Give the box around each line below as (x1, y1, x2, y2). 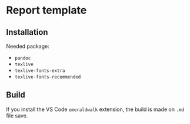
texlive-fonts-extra (14, 68, 65, 74)
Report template (6, 4, 87, 17)
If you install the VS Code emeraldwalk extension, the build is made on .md (6, 106, 184, 113)
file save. (6, 112, 28, 119)
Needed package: (6, 43, 50, 50)
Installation (6, 27, 48, 37)
